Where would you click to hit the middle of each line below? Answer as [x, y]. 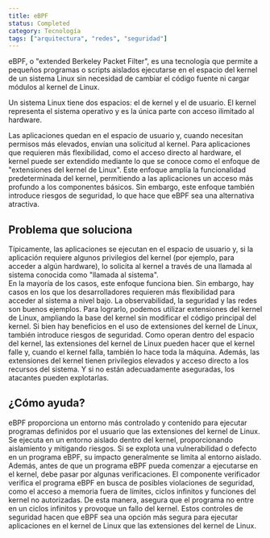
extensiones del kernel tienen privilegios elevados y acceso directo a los [129, 361]
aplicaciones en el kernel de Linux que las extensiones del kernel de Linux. [132, 525]
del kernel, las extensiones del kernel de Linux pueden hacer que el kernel [132, 343]
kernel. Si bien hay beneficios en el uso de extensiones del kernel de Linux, [133, 326]
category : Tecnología [45, 31]
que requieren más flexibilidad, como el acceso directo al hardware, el [125, 153]
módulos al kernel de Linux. [54, 87]
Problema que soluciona [71, 230]
